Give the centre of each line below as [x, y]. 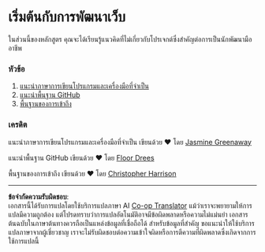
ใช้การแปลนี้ [24, 241]
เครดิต [18, 124]
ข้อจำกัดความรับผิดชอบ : [39, 196]
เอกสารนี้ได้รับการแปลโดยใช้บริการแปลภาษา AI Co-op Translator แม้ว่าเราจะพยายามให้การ [130, 206]
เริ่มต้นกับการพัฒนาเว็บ [67, 17]
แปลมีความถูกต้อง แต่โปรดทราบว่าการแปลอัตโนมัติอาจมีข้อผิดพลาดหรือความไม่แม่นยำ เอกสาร [128, 214]
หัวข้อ [17, 69]
